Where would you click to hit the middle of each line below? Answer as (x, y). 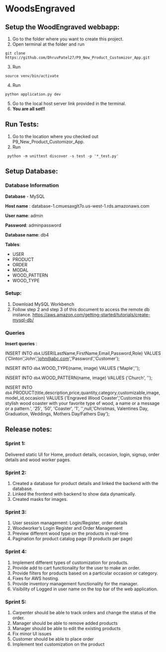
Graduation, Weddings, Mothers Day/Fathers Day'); (57, 414)
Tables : (13, 244)
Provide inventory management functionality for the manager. (75, 583)
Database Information (32, 185)
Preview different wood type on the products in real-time (70, 533)
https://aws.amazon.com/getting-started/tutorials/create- (91, 315)
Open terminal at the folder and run (48, 44)
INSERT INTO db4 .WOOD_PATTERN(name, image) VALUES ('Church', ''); (79, 378)
